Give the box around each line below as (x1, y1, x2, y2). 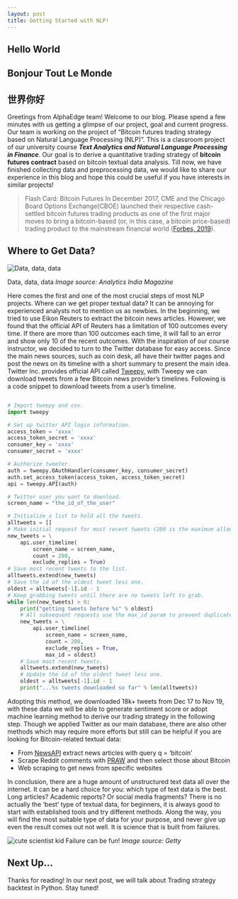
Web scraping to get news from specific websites (17, 763, 163, 772)
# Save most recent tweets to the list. (7, 565, 129, 572)
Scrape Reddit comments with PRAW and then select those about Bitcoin (17, 756, 230, 764)
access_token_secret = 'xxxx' (7, 435, 97, 442)
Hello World (7, 43, 60, 55)
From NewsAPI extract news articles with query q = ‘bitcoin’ (17, 748, 193, 757)
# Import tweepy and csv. (7, 402, 84, 409)
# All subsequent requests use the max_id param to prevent (20, 611, 201, 619)
